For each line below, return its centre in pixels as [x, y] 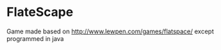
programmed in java [35, 38]
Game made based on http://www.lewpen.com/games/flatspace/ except [110, 31]
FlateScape [40, 12]
